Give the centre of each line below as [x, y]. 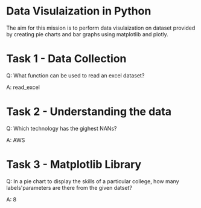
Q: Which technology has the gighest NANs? [62, 128]
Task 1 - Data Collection [66, 59]
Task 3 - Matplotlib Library [74, 164]
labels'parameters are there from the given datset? [69, 187]
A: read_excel [23, 87]
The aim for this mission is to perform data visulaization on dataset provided [101, 28]
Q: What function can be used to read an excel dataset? [75, 75]
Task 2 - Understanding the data [89, 112]
